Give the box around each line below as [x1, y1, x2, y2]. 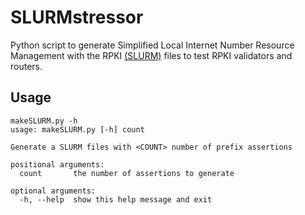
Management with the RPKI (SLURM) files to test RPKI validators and [10, 49, 293, 61]
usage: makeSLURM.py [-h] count [10, 124, 145, 135]
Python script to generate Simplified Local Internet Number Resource [10, 39, 295, 51]
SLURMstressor [10, 6, 144, 29]
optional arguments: [10, 186, 97, 196]
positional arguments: [10, 159, 105, 170]
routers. [10, 60, 43, 72]
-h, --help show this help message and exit [19, 194, 213, 205]
